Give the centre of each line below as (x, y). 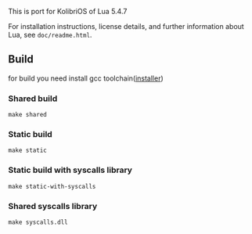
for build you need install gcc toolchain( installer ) (86, 78)
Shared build (33, 99)
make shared (27, 115)
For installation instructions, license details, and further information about (126, 26)
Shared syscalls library (53, 206)
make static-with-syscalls (52, 186)
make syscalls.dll (38, 222)
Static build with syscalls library (70, 170)
